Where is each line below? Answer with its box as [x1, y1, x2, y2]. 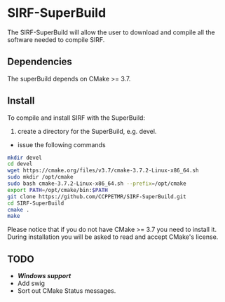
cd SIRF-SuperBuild [7, 200, 64, 207]
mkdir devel [7, 154, 42, 161]
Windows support [17, 272, 71, 280]
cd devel [7, 160, 33, 167]
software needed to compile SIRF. [7, 35, 105, 43]
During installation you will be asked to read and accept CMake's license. [7, 233, 219, 241]
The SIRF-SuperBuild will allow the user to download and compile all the [7, 28, 215, 36]
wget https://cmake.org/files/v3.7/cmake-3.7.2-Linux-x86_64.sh [7, 167, 199, 174]
